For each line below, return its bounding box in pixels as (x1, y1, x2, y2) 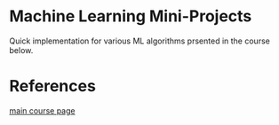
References (9, 76, 96, 97)
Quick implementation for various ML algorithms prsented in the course (9, 35, 271, 46)
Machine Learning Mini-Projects (9, 6, 252, 27)
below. (9, 44, 34, 55)
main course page (9, 105, 76, 116)
